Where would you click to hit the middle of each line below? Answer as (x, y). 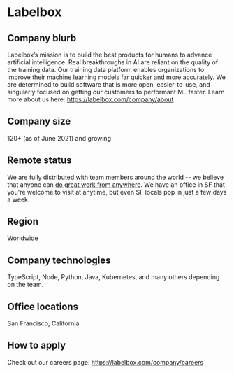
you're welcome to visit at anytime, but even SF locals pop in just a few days (117, 192)
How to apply (37, 345)
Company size (39, 121)
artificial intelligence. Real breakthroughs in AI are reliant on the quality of (113, 62)
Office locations (43, 306)
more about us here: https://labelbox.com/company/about (90, 99)
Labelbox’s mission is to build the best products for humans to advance (110, 55)
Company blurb (42, 38)
